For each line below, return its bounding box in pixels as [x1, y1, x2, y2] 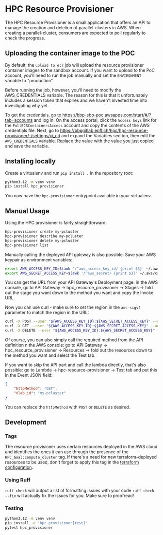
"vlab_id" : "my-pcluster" [14, 390, 66, 395]
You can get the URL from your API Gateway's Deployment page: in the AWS [5, 279, 158, 285]
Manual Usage [5, 207, 49, 215]
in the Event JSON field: [5, 372, 53, 378]
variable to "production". [5, 77, 54, 83]
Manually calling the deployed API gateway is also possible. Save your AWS [5, 252, 156, 258]
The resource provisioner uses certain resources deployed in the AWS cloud [5, 444, 158, 450]
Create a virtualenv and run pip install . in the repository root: [5, 170, 133, 176]
